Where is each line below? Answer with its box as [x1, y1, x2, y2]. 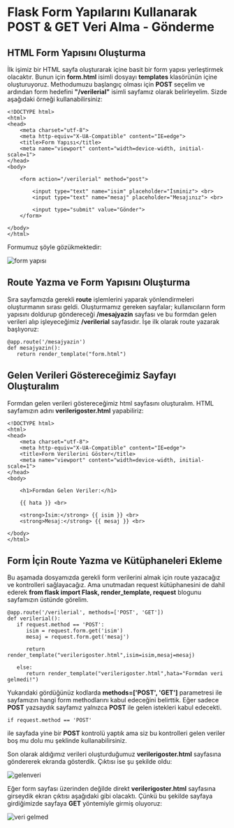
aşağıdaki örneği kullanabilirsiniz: [7, 95, 103, 103]
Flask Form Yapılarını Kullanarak [7, 4, 198, 20]
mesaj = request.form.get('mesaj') [25, 633, 130, 641]
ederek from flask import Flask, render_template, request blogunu [7, 588, 202, 597]
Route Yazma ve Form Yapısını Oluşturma [7, 276, 191, 288]
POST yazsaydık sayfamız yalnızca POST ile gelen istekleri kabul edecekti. [7, 703, 222, 712]
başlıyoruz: [7, 325, 40, 333]
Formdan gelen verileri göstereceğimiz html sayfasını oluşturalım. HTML [7, 399, 214, 407]
